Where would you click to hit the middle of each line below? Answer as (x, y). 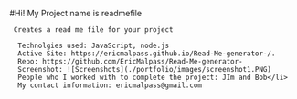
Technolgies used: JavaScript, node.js (94, 45)
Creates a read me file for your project (93, 30)
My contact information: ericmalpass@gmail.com (110, 85)
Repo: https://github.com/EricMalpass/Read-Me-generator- (131, 62)
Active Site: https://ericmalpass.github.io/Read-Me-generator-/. (147, 54)
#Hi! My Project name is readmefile (76, 13)
